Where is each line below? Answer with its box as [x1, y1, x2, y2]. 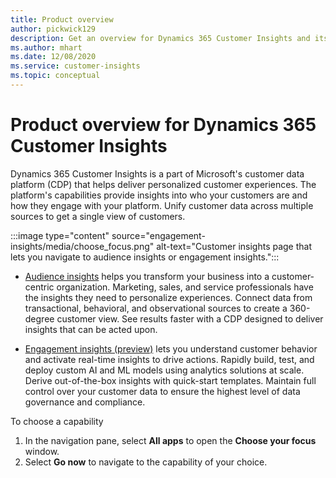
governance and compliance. [24, 396, 146, 408]
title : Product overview [10, 14, 114, 25]
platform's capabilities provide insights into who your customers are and [10, 189, 308, 201]
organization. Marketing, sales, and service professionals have [56, 281, 314, 293]
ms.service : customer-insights [10, 61, 141, 71]
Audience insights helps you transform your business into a [24, 270, 270, 282]
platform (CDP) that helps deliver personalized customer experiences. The [10, 178, 317, 190]
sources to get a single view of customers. [10, 210, 186, 222]
